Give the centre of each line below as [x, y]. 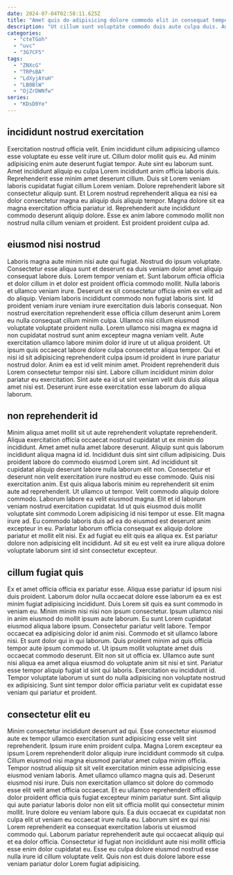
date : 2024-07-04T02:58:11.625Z [54, 14]
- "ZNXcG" [27, 65]
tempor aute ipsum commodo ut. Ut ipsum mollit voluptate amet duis [105, 648]
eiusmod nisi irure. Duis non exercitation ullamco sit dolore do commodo [110, 783]
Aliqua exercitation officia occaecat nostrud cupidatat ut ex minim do [105, 440]
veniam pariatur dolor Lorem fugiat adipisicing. [74, 864]
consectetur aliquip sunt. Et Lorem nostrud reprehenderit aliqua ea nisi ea [112, 193]
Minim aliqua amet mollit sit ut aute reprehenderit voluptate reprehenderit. [112, 433]
